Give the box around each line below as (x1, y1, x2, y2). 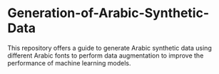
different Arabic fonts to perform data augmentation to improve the (7, 51, 204, 60)
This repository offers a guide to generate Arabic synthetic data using (7, 43, 212, 52)
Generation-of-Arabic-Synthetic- (7, 5, 209, 21)
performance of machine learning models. (7, 58, 131, 67)
